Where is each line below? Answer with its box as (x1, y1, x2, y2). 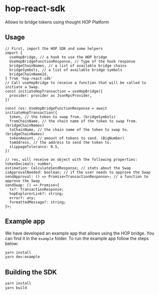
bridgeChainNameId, (9, 72, 49, 77)
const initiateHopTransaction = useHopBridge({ (5, 89, 103, 94)
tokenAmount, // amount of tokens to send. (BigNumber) (9, 136, 125, 140)
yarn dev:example (5, 255, 40, 259)
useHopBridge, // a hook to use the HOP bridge (9, 55, 108, 59)
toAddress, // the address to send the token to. (9, 140, 111, 145)
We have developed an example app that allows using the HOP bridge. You (5, 230, 155, 236)
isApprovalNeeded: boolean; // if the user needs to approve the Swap (5, 170, 151, 175)
